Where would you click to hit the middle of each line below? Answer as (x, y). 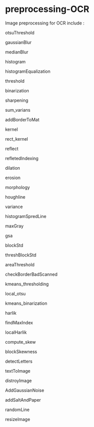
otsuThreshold (20, 32)
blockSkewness (21, 351)
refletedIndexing (22, 158)
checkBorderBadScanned (31, 274)
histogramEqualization (28, 71)
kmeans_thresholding (27, 284)
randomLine (17, 410)
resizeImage (18, 419)
